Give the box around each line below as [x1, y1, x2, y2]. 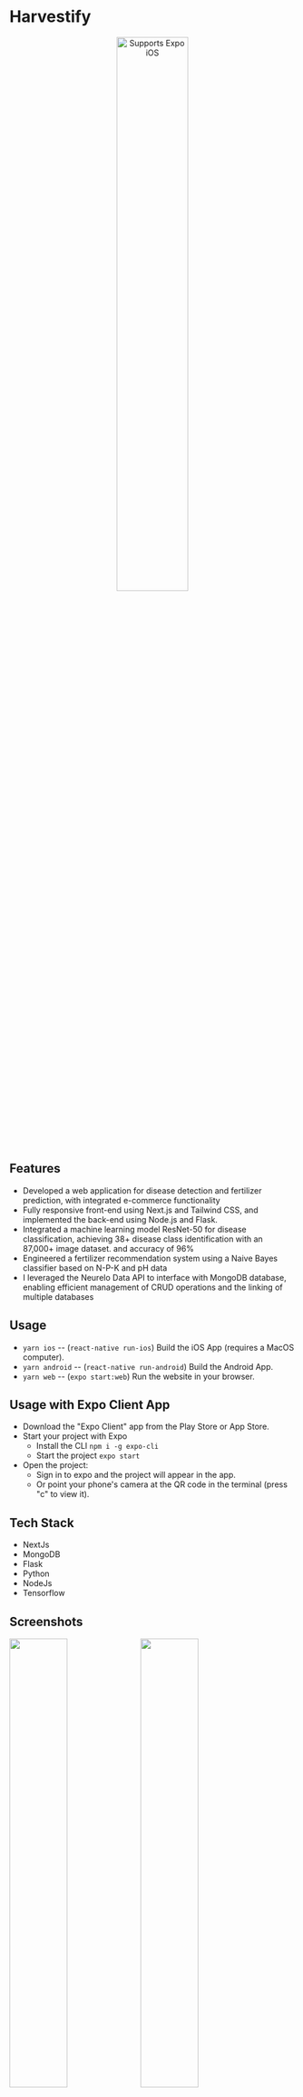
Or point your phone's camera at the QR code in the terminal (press [35, 1479, 288, 1490]
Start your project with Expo [22, 1431, 128, 1442]
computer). [22, 1352, 65, 1363]
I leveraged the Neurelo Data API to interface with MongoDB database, [22, 1272, 288, 1283]
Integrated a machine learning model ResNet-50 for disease [22, 1223, 247, 1234]
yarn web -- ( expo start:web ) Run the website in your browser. [22, 1371, 256, 1382]
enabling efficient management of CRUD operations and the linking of [22, 1282, 283, 1293]
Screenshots [9, 1613, 83, 1629]
